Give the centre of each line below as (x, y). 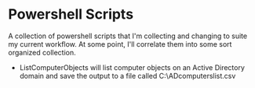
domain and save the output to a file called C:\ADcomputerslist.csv (127, 76)
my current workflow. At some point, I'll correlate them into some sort (120, 44)
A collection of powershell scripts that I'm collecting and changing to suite (128, 36)
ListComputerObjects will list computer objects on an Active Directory (132, 67)
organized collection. (42, 52)
